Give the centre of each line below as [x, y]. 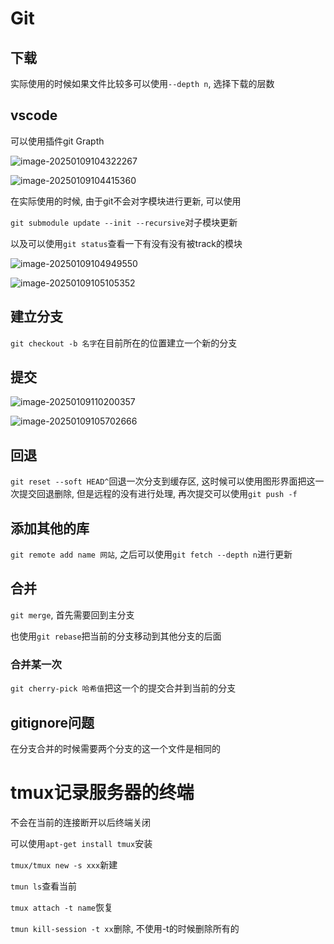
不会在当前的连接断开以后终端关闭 [80, 822]
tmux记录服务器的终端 [102, 793]
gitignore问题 [52, 722]
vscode [34, 115]
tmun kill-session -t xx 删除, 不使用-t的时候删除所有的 [125, 928]
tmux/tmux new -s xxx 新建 [64, 864]
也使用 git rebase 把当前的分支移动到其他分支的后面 [116, 636]
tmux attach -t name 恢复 [62, 907]
